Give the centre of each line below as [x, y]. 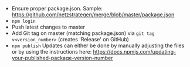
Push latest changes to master [48, 27]
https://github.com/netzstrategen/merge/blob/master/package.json [93, 15]
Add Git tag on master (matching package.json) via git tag [83, 33]
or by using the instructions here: [52, 52]
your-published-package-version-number [62, 58]
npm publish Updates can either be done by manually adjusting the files [98, 45]
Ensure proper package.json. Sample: [57, 8]
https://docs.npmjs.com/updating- [135, 52]
